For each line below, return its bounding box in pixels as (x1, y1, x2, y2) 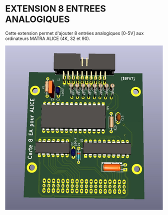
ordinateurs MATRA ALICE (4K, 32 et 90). (5, 35, 90, 41)
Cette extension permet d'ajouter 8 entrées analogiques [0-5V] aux (5, 30, 144, 36)
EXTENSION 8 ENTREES (5, 3, 106, 14)
